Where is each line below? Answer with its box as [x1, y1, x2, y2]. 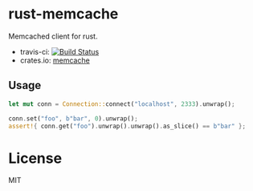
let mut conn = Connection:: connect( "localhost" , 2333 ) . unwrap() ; [8, 100, 235, 108]
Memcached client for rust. [8, 31, 98, 41]
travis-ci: [19, 47, 50, 56]
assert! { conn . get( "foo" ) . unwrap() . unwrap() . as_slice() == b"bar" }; [8, 122, 247, 130]
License [8, 149, 63, 167]
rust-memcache [8, 5, 119, 23]
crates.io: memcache [19, 55, 90, 65]
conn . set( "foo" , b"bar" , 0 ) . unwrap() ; [8, 114, 138, 123]
